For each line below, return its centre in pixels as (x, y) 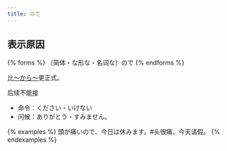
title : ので (24, 14)
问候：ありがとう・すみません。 (64, 117)
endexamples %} (32, 140)
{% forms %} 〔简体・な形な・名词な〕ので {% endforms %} (96, 63)
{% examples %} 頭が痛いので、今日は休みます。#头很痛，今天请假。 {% (114, 132)
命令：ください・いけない (55, 108)
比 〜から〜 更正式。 (35, 78)
